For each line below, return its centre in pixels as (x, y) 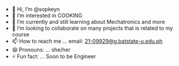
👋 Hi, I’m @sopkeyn (36, 9)
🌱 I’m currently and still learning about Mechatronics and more (88, 22)
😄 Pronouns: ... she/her (41, 50)
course (21, 34)
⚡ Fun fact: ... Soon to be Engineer (54, 56)
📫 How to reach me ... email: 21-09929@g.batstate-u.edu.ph (87, 41)
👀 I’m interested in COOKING (47, 15)
